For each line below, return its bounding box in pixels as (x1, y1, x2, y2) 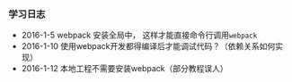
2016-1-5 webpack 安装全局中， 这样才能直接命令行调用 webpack (21, 29, 258, 41)
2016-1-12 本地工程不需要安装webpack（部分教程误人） (21, 63, 228, 74)
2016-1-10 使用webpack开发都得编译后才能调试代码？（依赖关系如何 (21, 41, 276, 52)
